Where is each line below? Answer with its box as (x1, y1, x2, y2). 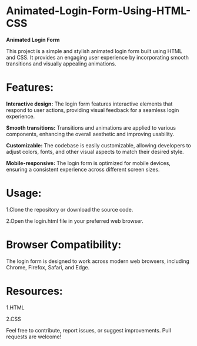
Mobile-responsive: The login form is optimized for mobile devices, (6, 159, 171, 166)
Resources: (6, 284, 63, 298)
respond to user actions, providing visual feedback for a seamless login (6, 106, 179, 113)
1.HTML (6, 304, 25, 311)
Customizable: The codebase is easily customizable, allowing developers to (6, 141, 191, 149)
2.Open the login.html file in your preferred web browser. (6, 217, 144, 225)
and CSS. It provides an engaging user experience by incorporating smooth (6, 54, 189, 61)
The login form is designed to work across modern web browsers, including (6, 258, 190, 265)
